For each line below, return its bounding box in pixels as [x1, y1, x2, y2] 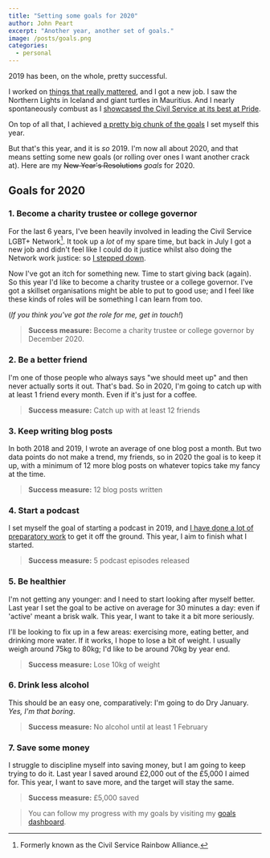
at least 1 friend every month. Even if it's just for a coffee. [8, 389, 198, 399]
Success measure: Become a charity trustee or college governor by [27, 326, 255, 335]
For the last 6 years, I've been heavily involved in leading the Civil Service [8, 226, 252, 236]
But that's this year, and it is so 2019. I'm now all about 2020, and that [8, 144, 239, 153]
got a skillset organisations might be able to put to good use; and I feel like [8, 286, 255, 296]
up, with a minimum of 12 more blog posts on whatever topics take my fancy [8, 460, 260, 470]
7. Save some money [8, 741, 90, 753]
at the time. [8, 469, 46, 478]
